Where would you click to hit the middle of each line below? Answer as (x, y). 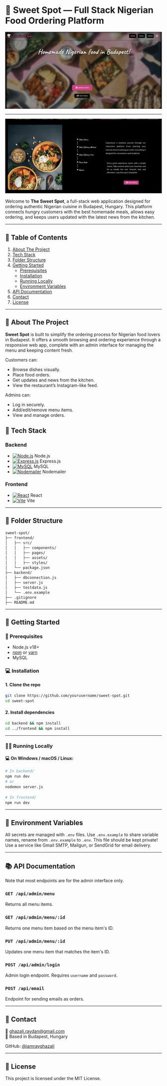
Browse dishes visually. (36, 369)
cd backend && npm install (33, 723)
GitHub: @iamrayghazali (30, 1046)
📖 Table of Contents (36, 237)
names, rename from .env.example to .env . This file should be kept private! (82, 840)
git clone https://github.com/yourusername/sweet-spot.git (68, 696)
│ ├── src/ (19, 543)
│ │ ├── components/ (31, 548)
